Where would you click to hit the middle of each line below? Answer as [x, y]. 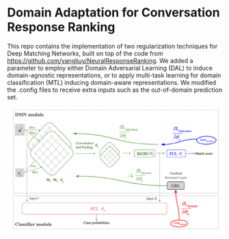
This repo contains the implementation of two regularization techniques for [112, 46]
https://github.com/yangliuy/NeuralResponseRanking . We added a [100, 60]
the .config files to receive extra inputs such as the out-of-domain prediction [115, 90]
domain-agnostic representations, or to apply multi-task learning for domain [114, 75]
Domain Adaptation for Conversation [113, 13]
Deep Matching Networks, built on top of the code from [85, 53]
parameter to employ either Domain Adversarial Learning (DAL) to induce [110, 68]
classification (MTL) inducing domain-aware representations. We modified [112, 82]
